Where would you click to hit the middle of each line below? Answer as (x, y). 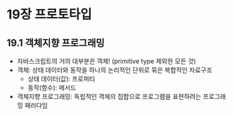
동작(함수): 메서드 (52, 88)
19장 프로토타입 (49, 14)
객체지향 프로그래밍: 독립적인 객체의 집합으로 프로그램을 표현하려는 (109, 97)
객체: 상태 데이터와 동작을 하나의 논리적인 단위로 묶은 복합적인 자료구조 (114, 70)
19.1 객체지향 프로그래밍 (56, 43)
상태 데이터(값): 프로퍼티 (61, 79)
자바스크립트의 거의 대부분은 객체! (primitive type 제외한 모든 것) (107, 61)
